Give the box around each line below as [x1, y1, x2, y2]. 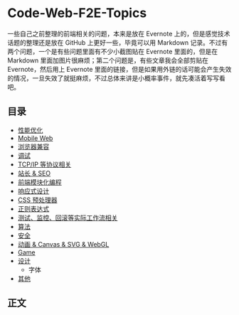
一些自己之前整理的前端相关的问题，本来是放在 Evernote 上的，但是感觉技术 [7, 29, 230, 38]
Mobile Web [17, 134, 53, 142]
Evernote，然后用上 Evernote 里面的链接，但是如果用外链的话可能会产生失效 [7, 65, 232, 73]
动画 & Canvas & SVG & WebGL [17, 240, 110, 248]
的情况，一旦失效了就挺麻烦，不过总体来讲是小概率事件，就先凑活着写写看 [7, 73, 225, 82]
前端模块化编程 [17, 178, 62, 186]
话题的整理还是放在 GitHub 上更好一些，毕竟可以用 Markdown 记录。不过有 [7, 38, 228, 47]
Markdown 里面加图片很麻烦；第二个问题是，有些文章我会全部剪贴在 [7, 55, 208, 65]
